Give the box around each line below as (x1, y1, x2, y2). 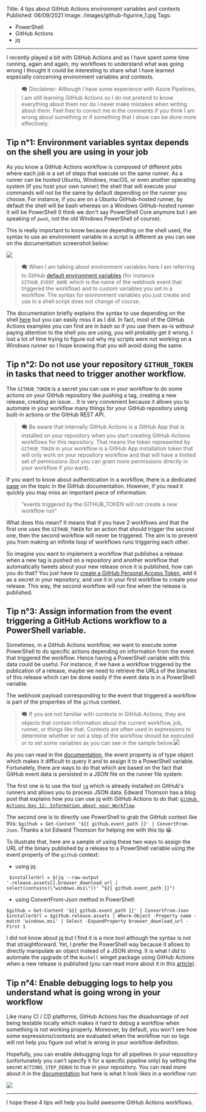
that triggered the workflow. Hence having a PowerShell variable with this (6, 654, 190, 661)
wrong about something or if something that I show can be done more (21, 114, 196, 120)
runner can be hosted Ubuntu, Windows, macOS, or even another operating (6, 176, 196, 183)
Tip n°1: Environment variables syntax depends (6, 137, 190, 148)
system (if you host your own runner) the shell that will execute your (6, 182, 177, 190)
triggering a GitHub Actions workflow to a (6, 616, 167, 626)
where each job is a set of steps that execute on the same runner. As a (6, 170, 183, 177)
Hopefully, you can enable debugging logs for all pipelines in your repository (6, 1051, 197, 1058)
